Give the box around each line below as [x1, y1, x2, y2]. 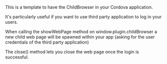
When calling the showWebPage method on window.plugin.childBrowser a [5, 29, 158, 34]
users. [5, 19, 18, 25]
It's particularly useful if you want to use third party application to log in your [5, 14, 162, 19]
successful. [5, 54, 29, 60]
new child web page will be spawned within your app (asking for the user [5, 34, 155, 40]
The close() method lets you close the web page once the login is [5, 49, 139, 55]
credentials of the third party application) [5, 39, 89, 45]
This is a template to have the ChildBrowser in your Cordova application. [5, 4, 153, 10]
